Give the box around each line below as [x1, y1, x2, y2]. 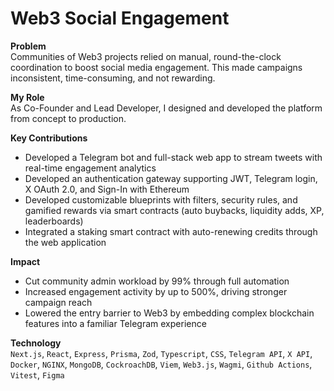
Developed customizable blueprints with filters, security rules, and [24, 193, 298, 206]
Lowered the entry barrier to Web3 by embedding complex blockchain [24, 307, 315, 319]
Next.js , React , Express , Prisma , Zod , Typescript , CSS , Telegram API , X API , [10, 347, 313, 359]
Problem [10, 40, 47, 52]
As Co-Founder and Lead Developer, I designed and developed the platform [10, 102, 323, 114]
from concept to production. [10, 112, 127, 124]
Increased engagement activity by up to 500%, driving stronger [24, 285, 288, 297]
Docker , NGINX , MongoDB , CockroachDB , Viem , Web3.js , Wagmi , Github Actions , [10, 358, 313, 370]
